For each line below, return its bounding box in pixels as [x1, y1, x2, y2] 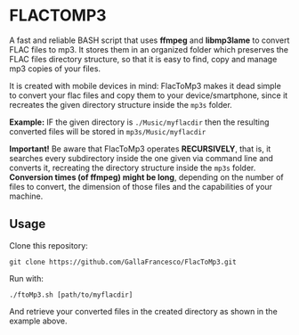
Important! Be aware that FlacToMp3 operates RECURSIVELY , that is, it [9, 143, 271, 154]
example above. [9, 315, 69, 326]
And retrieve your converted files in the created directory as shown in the [9, 306, 278, 316]
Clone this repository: [9, 240, 89, 250]
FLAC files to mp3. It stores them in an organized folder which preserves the [9, 44, 289, 54]
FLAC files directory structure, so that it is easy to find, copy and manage [9, 53, 278, 64]
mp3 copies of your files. [9, 63, 101, 74]
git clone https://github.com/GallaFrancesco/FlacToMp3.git [9, 257, 238, 266]
